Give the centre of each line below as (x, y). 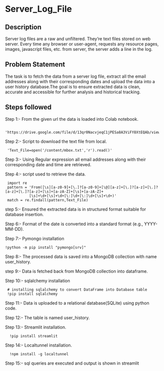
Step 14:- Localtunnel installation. (39, 345)
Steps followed (28, 107)
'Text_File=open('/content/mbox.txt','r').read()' (60, 150)
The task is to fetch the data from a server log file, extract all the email (76, 76)
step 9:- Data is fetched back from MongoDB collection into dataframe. (76, 271)
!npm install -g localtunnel (39, 354)
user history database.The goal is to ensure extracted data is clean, (73, 87)
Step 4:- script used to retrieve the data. (46, 174)
